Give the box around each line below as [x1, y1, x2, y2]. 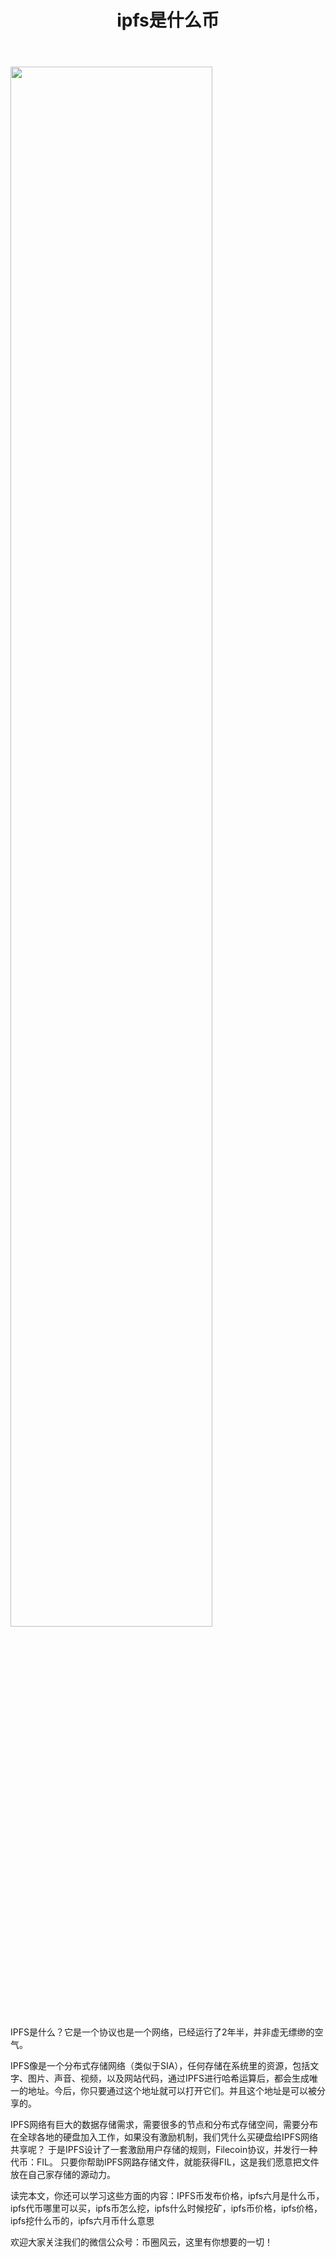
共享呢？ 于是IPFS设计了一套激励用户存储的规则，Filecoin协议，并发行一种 [10, 2144, 318, 2156]
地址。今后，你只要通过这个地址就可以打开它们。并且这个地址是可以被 [27, 2085, 317, 2097]
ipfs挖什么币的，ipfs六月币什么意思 [10, 2215, 155, 2227]
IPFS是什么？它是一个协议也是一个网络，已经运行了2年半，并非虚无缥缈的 [10, 2026, 315, 2038]
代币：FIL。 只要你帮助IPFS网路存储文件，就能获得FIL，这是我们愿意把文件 [10, 2156, 320, 2168]
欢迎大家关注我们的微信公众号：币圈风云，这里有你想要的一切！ [10, 2236, 273, 2248]
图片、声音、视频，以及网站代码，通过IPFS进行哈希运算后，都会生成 [27, 2072, 310, 2085]
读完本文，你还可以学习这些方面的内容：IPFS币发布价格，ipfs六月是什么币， [10, 2190, 325, 2202]
